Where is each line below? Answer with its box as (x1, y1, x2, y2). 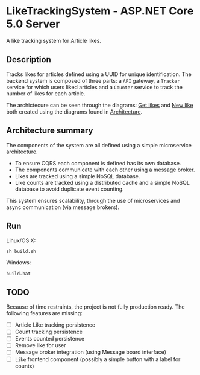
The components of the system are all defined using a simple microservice (6, 141, 192, 149)
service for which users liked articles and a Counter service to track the (6, 83, 183, 91)
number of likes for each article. (6, 89, 86, 97)
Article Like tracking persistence (14, 321, 95, 329)
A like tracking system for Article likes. (6, 37, 101, 44)
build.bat (6, 271, 31, 277)
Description (6, 54, 51, 65)
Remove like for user (14, 342, 66, 349)
